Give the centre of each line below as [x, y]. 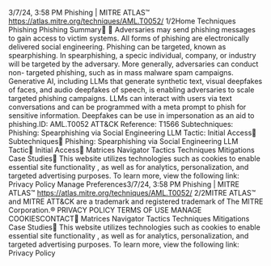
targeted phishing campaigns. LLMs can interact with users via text [120, 98]
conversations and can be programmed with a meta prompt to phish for [127, 107]
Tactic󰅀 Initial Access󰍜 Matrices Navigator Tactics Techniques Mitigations [131, 150]
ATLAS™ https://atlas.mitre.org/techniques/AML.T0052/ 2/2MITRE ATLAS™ [132, 193]
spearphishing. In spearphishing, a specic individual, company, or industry [132, 55]
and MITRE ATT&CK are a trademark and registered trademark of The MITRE [136, 201]
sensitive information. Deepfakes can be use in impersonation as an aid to [131, 116]
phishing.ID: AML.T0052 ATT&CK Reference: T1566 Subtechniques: [121, 124]
